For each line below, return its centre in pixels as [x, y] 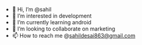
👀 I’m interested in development [52, 16]
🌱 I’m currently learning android [51, 22]
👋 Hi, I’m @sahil [32, 9]
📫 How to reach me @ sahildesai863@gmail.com [74, 36]
